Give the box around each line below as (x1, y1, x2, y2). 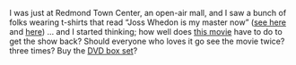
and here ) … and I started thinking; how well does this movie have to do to (9, 27, 283, 37)
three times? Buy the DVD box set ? (9, 45, 138, 56)
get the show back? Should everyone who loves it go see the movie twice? (9, 36, 285, 46)
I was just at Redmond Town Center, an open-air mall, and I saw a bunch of (9, 8, 287, 18)
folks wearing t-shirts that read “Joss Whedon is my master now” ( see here (9, 17, 287, 28)
